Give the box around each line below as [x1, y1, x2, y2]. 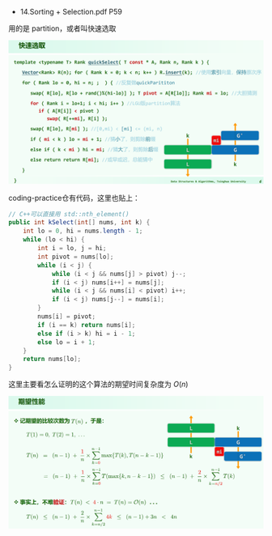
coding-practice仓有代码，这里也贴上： [8, 193, 140, 202]
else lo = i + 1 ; [37, 338, 96, 347]
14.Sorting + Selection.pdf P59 [19, 7, 123, 16]
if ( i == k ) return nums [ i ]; [37, 321, 136, 329]
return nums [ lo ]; [23, 355, 82, 364]
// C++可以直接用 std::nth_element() [8, 210, 130, 218]
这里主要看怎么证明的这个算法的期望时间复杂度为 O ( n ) [8, 380, 189, 389]
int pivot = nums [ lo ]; [37, 253, 114, 261]
